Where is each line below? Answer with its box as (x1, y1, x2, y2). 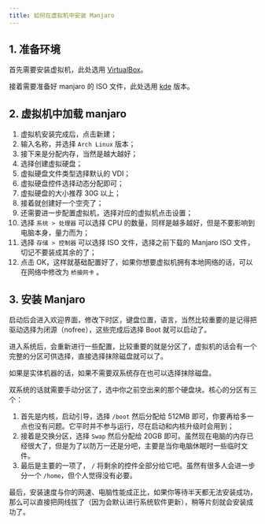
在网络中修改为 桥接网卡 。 (20, 267, 104, 277)
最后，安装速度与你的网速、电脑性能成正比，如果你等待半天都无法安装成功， (9, 488, 257, 497)
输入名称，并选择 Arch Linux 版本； (20, 139, 136, 149)
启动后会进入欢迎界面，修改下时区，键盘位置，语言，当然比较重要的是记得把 (9, 315, 257, 325)
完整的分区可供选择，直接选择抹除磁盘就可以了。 (9, 351, 167, 361)
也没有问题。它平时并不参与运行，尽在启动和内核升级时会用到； (27, 422, 234, 431)
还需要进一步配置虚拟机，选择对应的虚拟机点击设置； (20, 208, 193, 217)
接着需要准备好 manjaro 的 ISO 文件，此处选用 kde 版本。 (9, 82, 195, 91)
